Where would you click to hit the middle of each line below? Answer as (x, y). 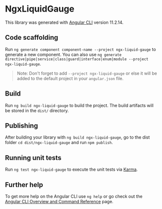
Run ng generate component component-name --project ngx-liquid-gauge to (81, 49)
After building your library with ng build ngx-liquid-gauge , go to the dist (78, 137)
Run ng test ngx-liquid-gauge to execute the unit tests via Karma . (72, 169)
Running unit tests (33, 158)
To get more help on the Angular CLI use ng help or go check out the (74, 196)
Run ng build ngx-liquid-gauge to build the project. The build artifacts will (79, 105)
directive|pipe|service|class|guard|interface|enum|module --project (77, 59)
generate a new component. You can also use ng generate (63, 54)
